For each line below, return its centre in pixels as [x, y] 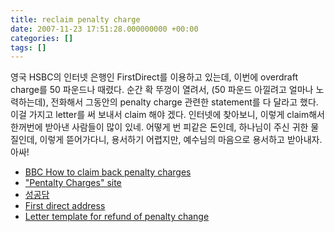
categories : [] [42, 38]
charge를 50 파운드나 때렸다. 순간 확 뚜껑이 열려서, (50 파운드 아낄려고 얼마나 [162, 90]
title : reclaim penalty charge [75, 19]
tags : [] [28, 47]
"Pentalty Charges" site [73, 183]
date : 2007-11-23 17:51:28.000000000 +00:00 [104, 29]
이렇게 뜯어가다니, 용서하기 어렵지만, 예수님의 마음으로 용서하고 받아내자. [181, 140]
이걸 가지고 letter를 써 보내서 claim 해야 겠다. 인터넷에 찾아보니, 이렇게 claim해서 [167, 115]
